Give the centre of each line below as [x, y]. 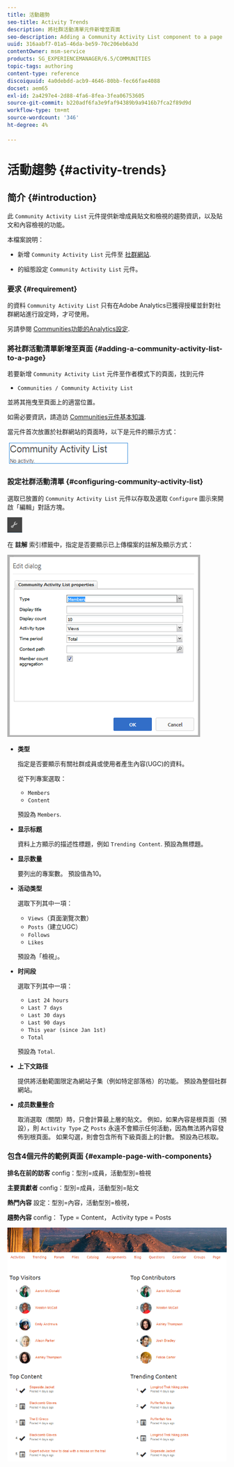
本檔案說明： [25, 239]
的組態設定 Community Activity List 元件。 [79, 269]
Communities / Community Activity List [75, 388]
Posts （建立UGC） [55, 927]
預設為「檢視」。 [40, 956]
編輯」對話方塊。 [44, 507]
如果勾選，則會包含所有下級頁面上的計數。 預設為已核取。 [139, 1137]
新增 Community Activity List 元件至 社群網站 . [84, 254]
